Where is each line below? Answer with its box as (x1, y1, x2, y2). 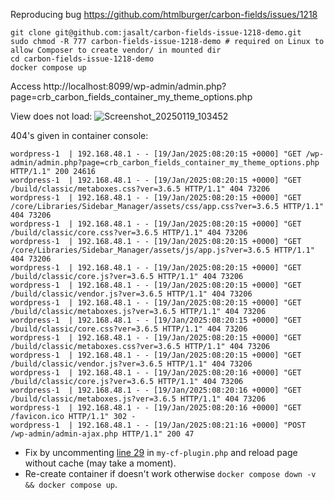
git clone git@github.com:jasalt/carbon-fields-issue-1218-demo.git (10, 28, 302, 38)
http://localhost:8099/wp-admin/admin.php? (43, 80, 227, 92)
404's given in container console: (10, 130, 149, 141)
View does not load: (10, 110, 93, 122)
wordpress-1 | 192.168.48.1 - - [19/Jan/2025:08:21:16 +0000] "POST (10, 420, 307, 430)
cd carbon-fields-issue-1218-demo (10, 54, 155, 64)
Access (10, 80, 42, 92)
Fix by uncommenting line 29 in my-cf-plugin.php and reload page (24, 447, 298, 458)
